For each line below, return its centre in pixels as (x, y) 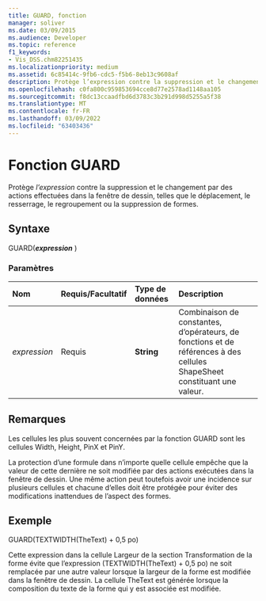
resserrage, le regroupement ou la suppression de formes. (104, 204)
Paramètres (31, 268)
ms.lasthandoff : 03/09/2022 (55, 119)
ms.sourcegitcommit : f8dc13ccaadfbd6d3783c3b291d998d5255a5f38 (115, 97)
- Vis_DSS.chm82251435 (46, 60)
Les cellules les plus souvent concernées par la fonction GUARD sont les (127, 438)
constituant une (207, 381)
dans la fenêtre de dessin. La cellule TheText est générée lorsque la (118, 580)
